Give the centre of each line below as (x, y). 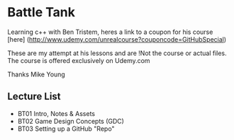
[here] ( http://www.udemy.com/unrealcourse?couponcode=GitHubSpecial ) (117, 39)
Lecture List (34, 97)
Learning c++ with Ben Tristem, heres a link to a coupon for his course (110, 32)
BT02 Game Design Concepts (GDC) (71, 121)
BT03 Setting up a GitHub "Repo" (66, 129)
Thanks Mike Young (36, 74)
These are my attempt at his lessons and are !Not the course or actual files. (117, 53)
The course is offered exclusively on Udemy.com (79, 60)
